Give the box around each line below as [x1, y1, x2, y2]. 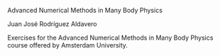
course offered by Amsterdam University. [7, 41, 128, 49]
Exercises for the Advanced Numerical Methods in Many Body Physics [7, 33, 214, 42]
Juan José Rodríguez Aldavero [7, 20, 97, 28]
